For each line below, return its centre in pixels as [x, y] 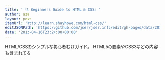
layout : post [18, 19]
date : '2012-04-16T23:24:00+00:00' [41, 32]
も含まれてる [18, 53]
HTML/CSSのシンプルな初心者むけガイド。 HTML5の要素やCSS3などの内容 [82, 47]
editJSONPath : [20, 28]
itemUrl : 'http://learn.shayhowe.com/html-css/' [56, 23]
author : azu [17, 14]
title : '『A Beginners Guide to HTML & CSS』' [53, 10]
